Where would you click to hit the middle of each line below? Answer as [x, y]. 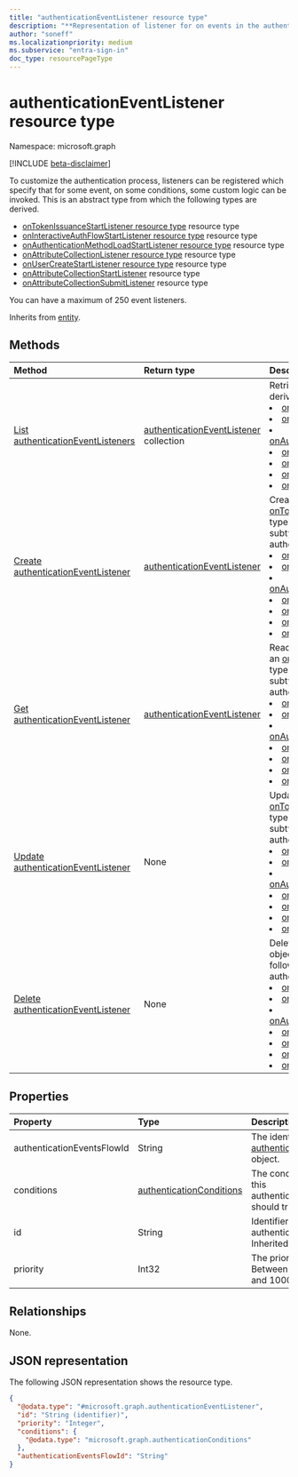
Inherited [270, 1243]
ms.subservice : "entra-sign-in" [69, 51]
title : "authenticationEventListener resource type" [109, 17]
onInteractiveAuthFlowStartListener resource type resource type [140, 236]
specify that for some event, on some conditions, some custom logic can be [148, 190]
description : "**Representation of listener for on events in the [134, 26]
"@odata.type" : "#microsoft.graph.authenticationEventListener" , [141, 1407]
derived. [24, 209]
